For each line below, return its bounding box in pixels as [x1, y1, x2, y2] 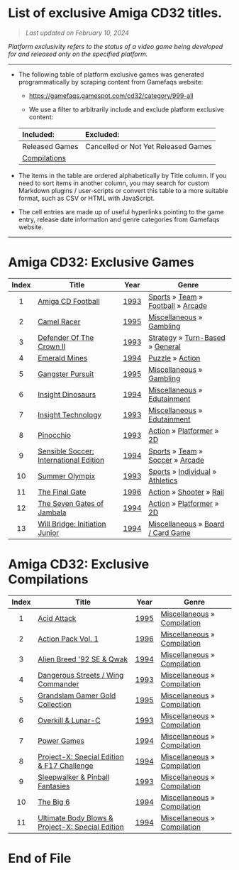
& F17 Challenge [38, 761, 94, 771]
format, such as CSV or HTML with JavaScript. [18, 194, 155, 202]
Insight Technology [38, 409, 102, 419]
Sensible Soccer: [38, 446, 94, 456]
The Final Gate [38, 487, 87, 497]
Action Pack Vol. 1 [38, 634, 99, 644]
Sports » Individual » [148, 466, 217, 476]
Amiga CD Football [38, 296, 100, 306]
